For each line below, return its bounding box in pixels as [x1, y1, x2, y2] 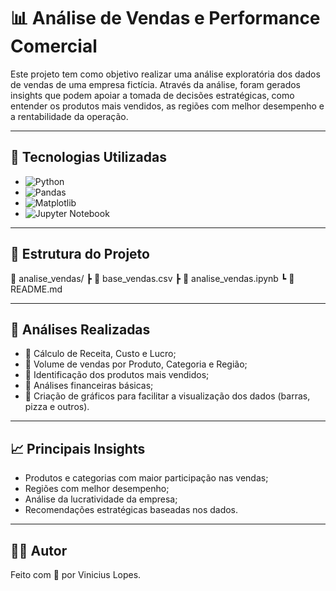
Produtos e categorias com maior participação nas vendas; [24, 472, 269, 484]
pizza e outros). [24, 401, 90, 413]
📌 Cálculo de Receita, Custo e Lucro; [24, 348, 177, 360]
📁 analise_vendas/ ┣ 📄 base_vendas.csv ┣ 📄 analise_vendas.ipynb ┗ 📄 [10, 272, 295, 284]
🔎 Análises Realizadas [10, 321, 151, 338]
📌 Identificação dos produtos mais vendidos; [24, 369, 210, 381]
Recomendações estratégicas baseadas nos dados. [24, 504, 239, 516]
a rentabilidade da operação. [10, 110, 129, 122]
